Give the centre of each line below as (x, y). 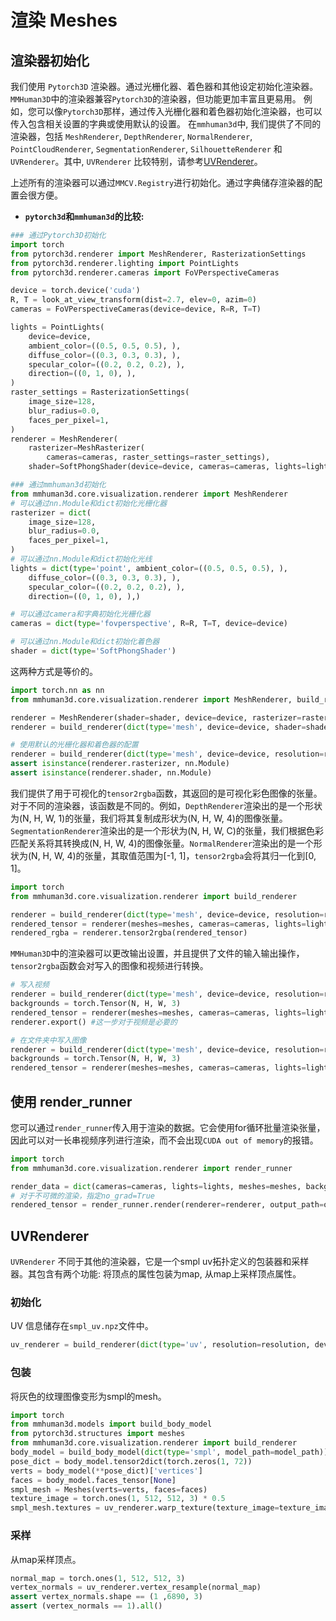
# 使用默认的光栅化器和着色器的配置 (74, 745)
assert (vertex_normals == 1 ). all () (86, 1606)
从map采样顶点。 (46, 1559)
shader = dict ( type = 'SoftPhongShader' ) (93, 651)
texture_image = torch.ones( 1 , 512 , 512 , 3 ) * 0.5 (118, 1499)
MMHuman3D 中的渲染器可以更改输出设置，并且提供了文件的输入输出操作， (157, 953)
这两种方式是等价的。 (54, 671)
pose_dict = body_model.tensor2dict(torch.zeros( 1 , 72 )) (131, 1461)
